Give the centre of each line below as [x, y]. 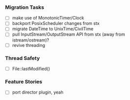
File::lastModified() [31, 69]
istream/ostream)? [31, 40]
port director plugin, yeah [38, 92]
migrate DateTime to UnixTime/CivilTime [53, 29]
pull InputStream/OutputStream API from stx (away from [69, 34]
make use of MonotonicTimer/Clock [48, 18]
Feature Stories [24, 81]
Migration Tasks [25, 7]
